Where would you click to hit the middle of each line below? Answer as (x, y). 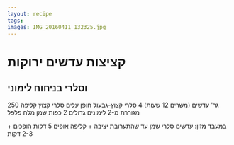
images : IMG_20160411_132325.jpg (57, 27)
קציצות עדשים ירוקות (67, 62)
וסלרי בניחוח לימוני (48, 88)
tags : (15, 21)
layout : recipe (30, 14)
